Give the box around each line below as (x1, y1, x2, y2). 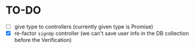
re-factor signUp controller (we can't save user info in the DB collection (14, 30, 189, 37)
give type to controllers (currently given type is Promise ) (14, 23, 154, 30)
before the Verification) (14, 37, 72, 44)
